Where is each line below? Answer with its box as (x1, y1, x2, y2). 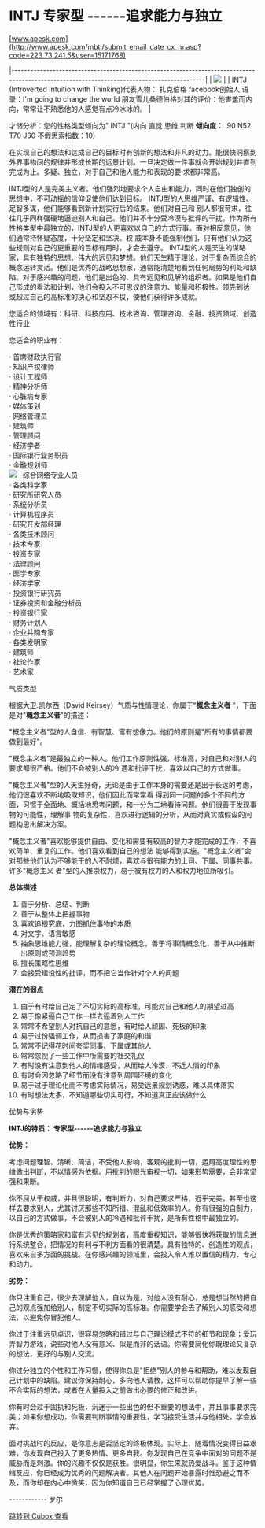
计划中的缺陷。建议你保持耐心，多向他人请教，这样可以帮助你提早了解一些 (15, 1375, 257, 1385)
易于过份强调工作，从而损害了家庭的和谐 (20, 1030, 152, 1040)
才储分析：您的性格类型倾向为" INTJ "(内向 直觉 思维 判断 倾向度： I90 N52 (9, 120, 252, 130)
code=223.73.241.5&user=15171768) (9, 50, 127, 60)
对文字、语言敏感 (20, 928, 76, 938)
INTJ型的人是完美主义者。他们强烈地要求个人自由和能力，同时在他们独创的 (9, 183, 252, 193)
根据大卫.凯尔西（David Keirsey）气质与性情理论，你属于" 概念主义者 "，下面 (9, 700, 257, 709)
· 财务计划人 (9, 617, 48, 627)
